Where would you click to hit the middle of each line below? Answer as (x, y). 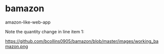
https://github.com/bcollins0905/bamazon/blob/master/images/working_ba (82, 41)
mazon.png (17, 46)
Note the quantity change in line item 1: (45, 31)
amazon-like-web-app (28, 22)
